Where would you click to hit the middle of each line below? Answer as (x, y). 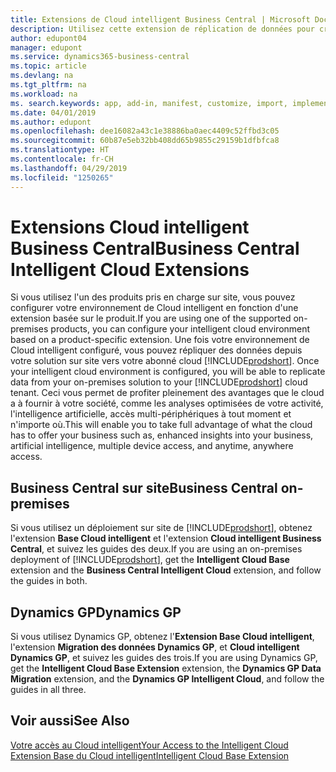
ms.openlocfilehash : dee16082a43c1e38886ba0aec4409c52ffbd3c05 (145, 131)
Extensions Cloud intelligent (130, 227)
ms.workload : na (44, 94)
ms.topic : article (48, 66)
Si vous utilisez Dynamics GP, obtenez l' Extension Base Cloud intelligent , (162, 637)
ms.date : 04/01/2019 (53, 112)
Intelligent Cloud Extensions (130, 269)
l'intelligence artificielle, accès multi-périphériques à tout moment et (151, 414)
